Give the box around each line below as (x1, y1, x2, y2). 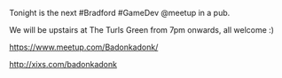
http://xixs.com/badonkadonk (9, 59, 118, 69)
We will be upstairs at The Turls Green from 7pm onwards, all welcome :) (9, 25, 275, 35)
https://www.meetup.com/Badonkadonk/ (9, 42, 159, 52)
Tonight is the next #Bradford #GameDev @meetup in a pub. (9, 8, 231, 18)
